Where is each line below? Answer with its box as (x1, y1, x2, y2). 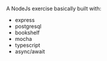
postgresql (14, 23, 42, 30)
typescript (14, 41, 41, 49)
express (14, 17, 35, 23)
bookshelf (14, 29, 40, 36)
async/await (14, 48, 45, 55)
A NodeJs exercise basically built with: (6, 5, 102, 12)
